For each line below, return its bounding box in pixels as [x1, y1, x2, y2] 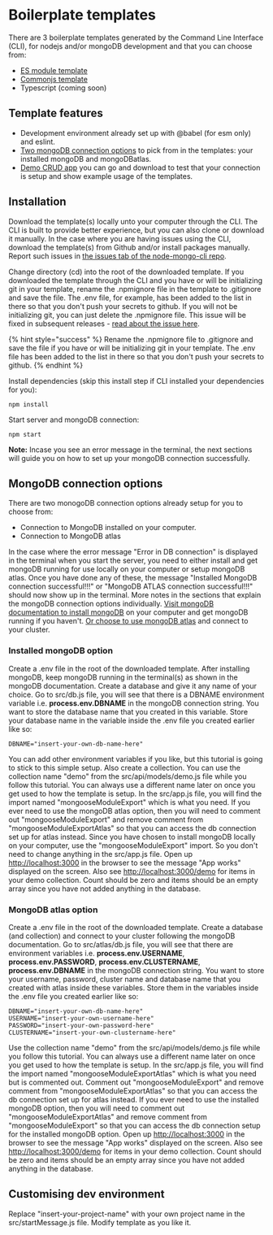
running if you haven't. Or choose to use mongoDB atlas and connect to [8, 616, 249, 626]
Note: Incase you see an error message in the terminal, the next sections [8, 445, 253, 454]
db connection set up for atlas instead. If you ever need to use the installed [8, 1094, 259, 1104]
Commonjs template [19, 74, 88, 84]
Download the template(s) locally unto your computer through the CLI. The [8, 216, 258, 226]
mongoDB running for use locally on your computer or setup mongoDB [8, 564, 245, 574]
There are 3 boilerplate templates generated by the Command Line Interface [8, 33, 264, 42]
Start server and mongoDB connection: [8, 415, 140, 424]
